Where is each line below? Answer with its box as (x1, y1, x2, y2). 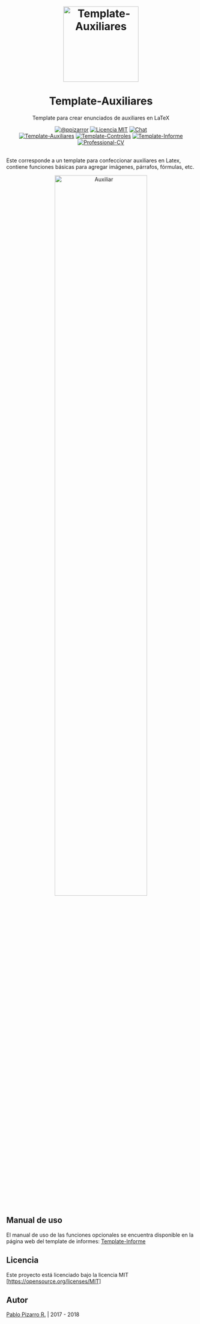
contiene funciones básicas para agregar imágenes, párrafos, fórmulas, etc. (6, 163, 195, 170)
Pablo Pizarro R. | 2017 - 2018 (6, 1311, 80, 1318)
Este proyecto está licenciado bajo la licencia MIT (6, 1271, 129, 1278)
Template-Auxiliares (49, 94, 153, 108)
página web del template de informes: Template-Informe (6, 1237, 146, 1245)
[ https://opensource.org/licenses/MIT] (6, 1278, 102, 1285)
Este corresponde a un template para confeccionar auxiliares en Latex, (6, 157, 181, 164)
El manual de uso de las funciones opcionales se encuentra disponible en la (6, 1231, 194, 1238)
